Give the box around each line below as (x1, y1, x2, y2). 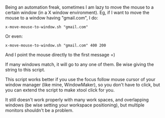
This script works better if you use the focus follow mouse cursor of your (5, 76, 156, 82)
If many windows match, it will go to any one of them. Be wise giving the (5, 61, 154, 67)
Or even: (5, 33, 23, 39)
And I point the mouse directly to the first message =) (5, 52, 115, 57)
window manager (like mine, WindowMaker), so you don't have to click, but (5, 82, 160, 87)
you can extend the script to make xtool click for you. (5, 87, 115, 93)
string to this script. (5, 67, 45, 72)
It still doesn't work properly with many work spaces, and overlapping (5, 97, 149, 102)
